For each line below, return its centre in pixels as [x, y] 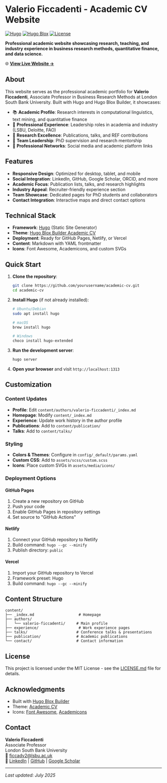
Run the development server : [43, 351]
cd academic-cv [28, 290]
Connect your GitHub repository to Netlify [55, 540]
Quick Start [23, 265]
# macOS [20, 323]
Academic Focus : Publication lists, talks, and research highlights [79, 184]
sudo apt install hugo [36, 313]
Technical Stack [31, 215]
